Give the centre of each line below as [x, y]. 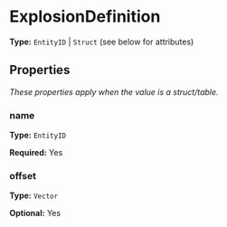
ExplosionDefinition [85, 17]
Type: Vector [34, 195]
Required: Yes [36, 153]
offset [23, 175]
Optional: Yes [35, 213]
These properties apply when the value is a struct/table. [114, 91]
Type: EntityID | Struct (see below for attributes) [102, 42]
